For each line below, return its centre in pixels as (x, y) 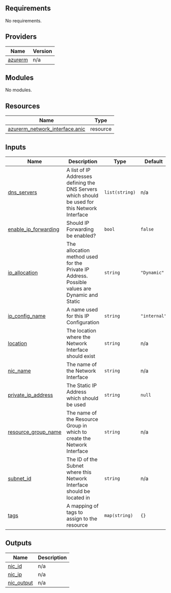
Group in (77, 426)
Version (42, 51)
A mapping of (83, 506)
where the (78, 337)
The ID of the (82, 459)
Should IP (78, 223)
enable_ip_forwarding (34, 229)
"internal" (154, 316)
